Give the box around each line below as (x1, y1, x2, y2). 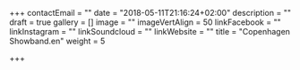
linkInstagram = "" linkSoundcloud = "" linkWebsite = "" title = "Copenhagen (9, 27, 291, 36)
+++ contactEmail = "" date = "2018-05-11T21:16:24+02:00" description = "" (9, 8, 291, 18)
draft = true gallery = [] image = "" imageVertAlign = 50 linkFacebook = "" (9, 17, 281, 27)
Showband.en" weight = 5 (9, 35, 106, 46)
